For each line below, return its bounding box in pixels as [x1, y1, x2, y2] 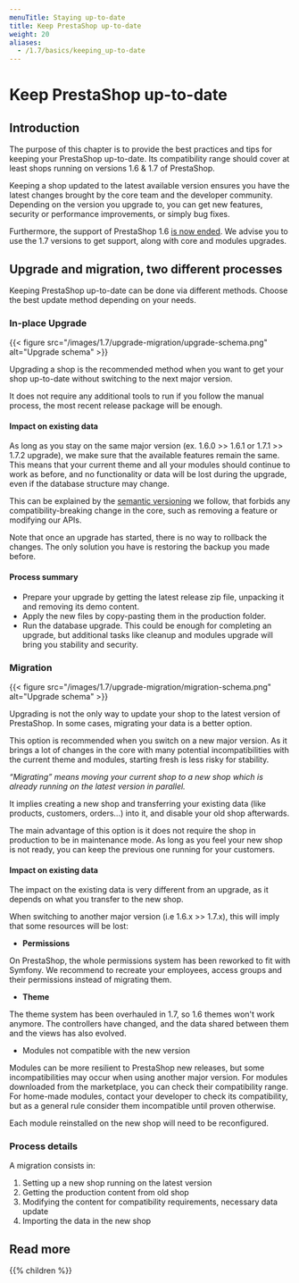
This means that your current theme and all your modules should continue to [9, 459, 291, 470]
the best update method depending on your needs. [9, 294, 196, 305]
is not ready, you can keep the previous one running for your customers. [9, 843, 275, 854]
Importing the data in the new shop [21, 1216, 152, 1227]
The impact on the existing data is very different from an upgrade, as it [9, 885, 270, 895]
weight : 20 [9, 29, 50, 38]
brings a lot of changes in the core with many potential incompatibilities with [9, 744, 290, 755]
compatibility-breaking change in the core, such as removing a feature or [9, 506, 278, 516]
